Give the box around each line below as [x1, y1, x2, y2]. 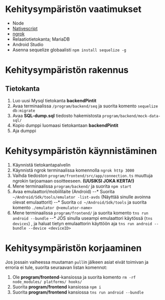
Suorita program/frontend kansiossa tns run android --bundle [12, 289, 144, 295]
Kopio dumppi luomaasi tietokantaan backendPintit [12, 122, 118, 128]
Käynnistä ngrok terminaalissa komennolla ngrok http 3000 [12, 167, 134, 173]
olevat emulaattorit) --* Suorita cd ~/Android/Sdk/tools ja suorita [12, 199, 147, 205]
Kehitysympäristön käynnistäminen [5, 145, 157, 157]
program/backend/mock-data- [102, 113, 161, 118]
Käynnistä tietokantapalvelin [12, 162, 71, 168]
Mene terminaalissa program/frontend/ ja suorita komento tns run [12, 210, 148, 216]
